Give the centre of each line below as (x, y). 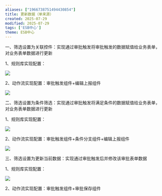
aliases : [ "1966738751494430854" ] (40, 10)
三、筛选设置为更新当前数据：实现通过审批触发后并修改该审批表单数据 (76, 158)
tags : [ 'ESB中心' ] (23, 28)
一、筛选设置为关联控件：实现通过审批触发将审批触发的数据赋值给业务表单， (82, 47)
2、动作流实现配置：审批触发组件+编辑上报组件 (53, 83)
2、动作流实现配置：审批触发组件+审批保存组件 (53, 188)
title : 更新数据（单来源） (29, 14)
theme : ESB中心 (20, 32)
